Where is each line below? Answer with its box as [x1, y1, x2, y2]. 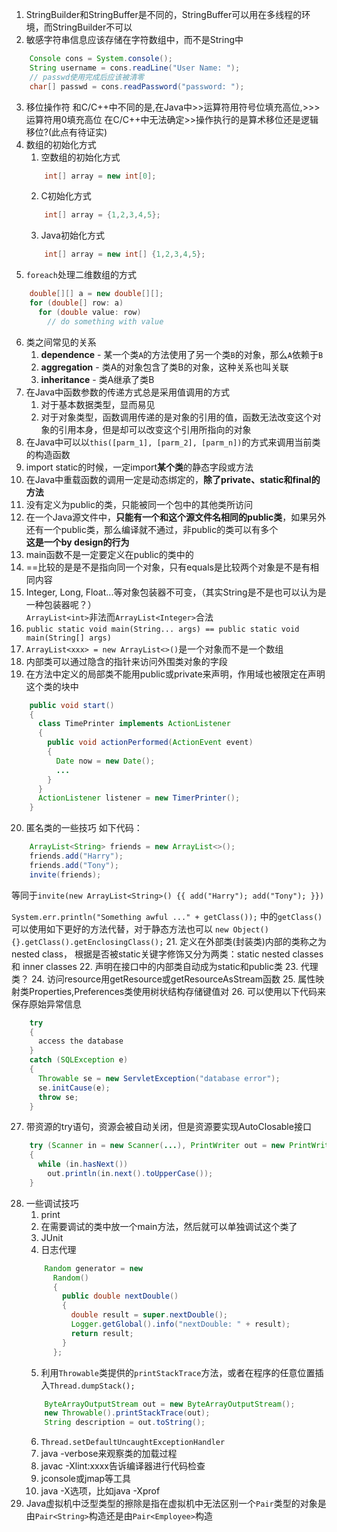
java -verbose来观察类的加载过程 [40, 1448, 178, 1460]
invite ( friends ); [29, 869, 102, 880]
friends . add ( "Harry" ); [29, 851, 124, 861]
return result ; [70, 1328, 134, 1338]
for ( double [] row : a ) [29, 298, 124, 308]
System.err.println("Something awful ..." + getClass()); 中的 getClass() [11, 910, 323, 922]
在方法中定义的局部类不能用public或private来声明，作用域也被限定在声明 [25, 668, 326, 680]
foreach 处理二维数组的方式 [25, 269, 137, 281]
